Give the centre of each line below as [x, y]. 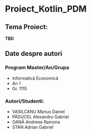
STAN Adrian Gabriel [33, 127]
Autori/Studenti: [25, 101]
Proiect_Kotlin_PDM [46, 9]
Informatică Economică [35, 78]
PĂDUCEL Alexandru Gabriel [40, 117]
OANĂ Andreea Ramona [36, 122]
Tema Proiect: [27, 27]
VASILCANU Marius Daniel [38, 111]
